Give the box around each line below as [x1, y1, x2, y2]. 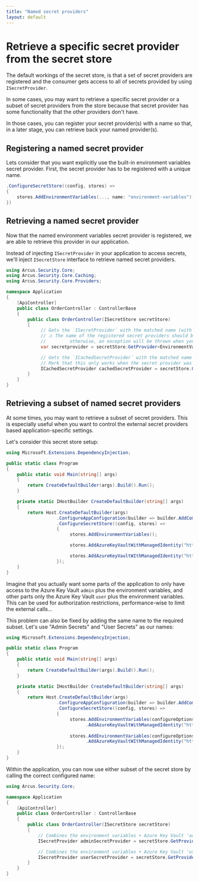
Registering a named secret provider [6, 143, 144, 153]
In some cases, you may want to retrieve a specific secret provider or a [6, 96, 179, 103]
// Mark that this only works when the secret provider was [40, 360, 192, 366]
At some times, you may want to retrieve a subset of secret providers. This [6, 414, 188, 421]
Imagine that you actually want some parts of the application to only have [6, 580, 185, 587]
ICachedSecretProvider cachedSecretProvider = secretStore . [40, 365, 192, 372]
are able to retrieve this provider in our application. [6, 238, 130, 245]
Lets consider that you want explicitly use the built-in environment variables [6, 159, 191, 166]
